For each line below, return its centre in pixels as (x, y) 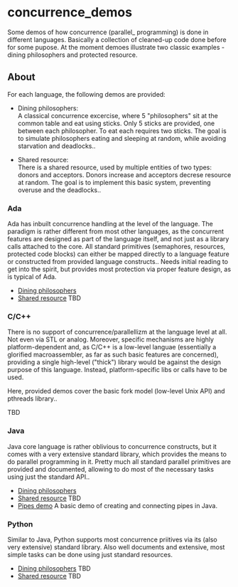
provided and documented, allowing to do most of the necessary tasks (111, 469)
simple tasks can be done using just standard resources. (90, 554)
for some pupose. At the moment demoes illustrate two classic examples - (116, 47)
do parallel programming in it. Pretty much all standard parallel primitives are (119, 461)
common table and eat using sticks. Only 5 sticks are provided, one (116, 123)
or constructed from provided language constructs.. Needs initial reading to (118, 262)
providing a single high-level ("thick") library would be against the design (114, 362)
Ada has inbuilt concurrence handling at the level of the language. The (110, 224)
